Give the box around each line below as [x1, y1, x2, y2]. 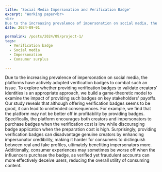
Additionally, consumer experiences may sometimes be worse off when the [5, 147, 156, 153]
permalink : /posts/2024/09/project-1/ [5, 34, 83, 39]
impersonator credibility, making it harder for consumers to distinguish [5, 137, 146, 143]
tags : [5, 38, 16, 44]
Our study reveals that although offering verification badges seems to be [5, 100, 150, 106]
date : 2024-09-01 [5, 25, 40, 30]
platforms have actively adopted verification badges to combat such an [5, 80, 147, 86]
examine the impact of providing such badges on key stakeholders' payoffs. [5, 96, 157, 101]
